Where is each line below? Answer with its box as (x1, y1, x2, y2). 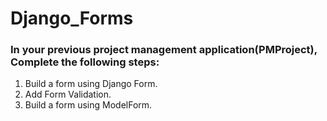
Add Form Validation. (24, 88, 112, 101)
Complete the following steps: (10, 55, 160, 69)
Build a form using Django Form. (24, 78, 158, 90)
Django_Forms (10, 7, 134, 30)
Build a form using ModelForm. (24, 99, 153, 111)
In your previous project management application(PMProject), (10, 43, 318, 57)
